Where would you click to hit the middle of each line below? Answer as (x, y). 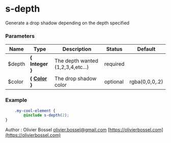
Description (77, 49)
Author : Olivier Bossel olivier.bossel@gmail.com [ (58, 130)
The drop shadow (75, 79)
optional (114, 82)
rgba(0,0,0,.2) (146, 82)
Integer (39, 64)
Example (16, 100)
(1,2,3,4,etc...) (72, 67)
